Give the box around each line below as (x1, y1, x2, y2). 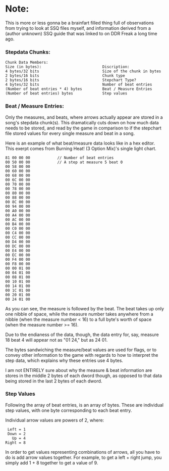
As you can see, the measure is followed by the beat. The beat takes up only (5, 305, 164, 311)
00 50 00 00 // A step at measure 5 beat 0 (5, 160, 123, 165)
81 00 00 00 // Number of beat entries (5, 155, 114, 160)
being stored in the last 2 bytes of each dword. (5, 378, 102, 384)
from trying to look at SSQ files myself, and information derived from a (5, 25, 151, 31)
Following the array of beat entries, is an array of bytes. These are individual (5, 402, 164, 408)
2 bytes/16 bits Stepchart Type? (5, 78, 137, 83)
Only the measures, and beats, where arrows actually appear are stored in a (5, 114, 163, 120)
